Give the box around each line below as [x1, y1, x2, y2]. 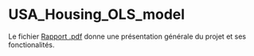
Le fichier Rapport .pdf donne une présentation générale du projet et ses [8, 32, 247, 41]
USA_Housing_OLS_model [8, 6, 186, 24]
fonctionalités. [8, 39, 55, 49]
